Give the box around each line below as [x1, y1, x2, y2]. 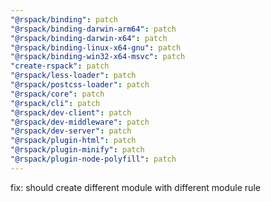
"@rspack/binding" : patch [10, 14, 118, 25]
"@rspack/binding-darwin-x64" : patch [10, 33, 168, 43]
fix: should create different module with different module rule [10, 181, 261, 193]
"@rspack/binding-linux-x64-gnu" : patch [10, 42, 182, 53]
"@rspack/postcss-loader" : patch [10, 80, 150, 90]
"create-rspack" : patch [10, 61, 110, 71]
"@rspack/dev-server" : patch [10, 126, 132, 136]
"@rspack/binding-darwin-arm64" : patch [10, 24, 177, 34]
